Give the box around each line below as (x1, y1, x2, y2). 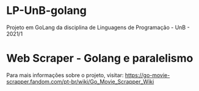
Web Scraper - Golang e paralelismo (6, 52, 194, 66)
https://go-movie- (125, 71, 170, 79)
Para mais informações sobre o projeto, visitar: (6, 71, 124, 79)
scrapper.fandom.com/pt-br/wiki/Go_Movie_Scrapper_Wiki (6, 78, 154, 85)
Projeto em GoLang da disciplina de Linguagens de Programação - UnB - (6, 24, 190, 31)
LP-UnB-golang (6, 4, 87, 18)
